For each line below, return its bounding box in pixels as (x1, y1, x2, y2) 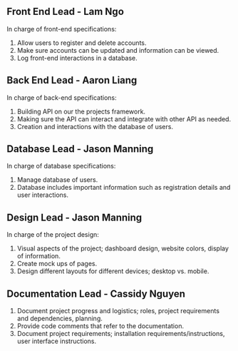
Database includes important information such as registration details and (16, 183, 231, 192)
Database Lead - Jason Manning (6, 143, 154, 156)
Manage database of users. (16, 175, 98, 184)
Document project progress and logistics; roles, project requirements (16, 307, 220, 315)
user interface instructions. (16, 337, 97, 345)
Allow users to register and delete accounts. (16, 39, 147, 47)
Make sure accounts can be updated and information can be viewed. (16, 46, 219, 54)
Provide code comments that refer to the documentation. (16, 322, 185, 330)
